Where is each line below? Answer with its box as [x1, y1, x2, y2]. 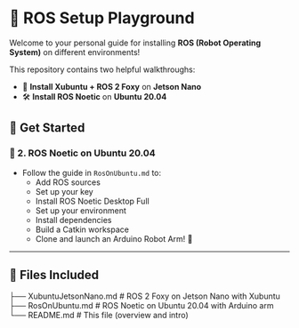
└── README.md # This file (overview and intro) [9, 310, 189, 321]
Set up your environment [35, 204, 126, 216]
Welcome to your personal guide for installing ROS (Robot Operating [9, 37, 262, 48]
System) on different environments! [9, 46, 141, 57]
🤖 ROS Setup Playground [9, 8, 195, 28]
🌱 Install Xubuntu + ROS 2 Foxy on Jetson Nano [21, 81, 202, 92]
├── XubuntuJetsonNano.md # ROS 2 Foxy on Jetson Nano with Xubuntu [9, 291, 280, 301]
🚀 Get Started [9, 120, 85, 136]
